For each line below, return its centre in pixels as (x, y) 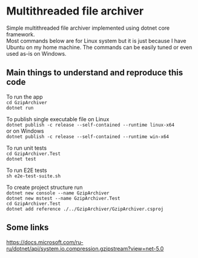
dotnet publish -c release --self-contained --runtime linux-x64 (90, 125)
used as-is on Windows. (36, 53)
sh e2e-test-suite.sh (34, 176)
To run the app (25, 97)
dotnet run (20, 108)
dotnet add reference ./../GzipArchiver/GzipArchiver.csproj (85, 209)
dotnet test (21, 159)
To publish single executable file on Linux (58, 119)
